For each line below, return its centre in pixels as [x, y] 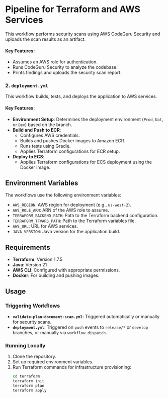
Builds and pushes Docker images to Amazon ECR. [73, 140]
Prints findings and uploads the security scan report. [67, 73]
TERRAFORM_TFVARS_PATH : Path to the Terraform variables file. [74, 221]
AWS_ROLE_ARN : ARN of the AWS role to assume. [61, 210]
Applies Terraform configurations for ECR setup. [70, 151]
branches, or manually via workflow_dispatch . [60, 332]
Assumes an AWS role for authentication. [55, 62]
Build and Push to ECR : [37, 130]
